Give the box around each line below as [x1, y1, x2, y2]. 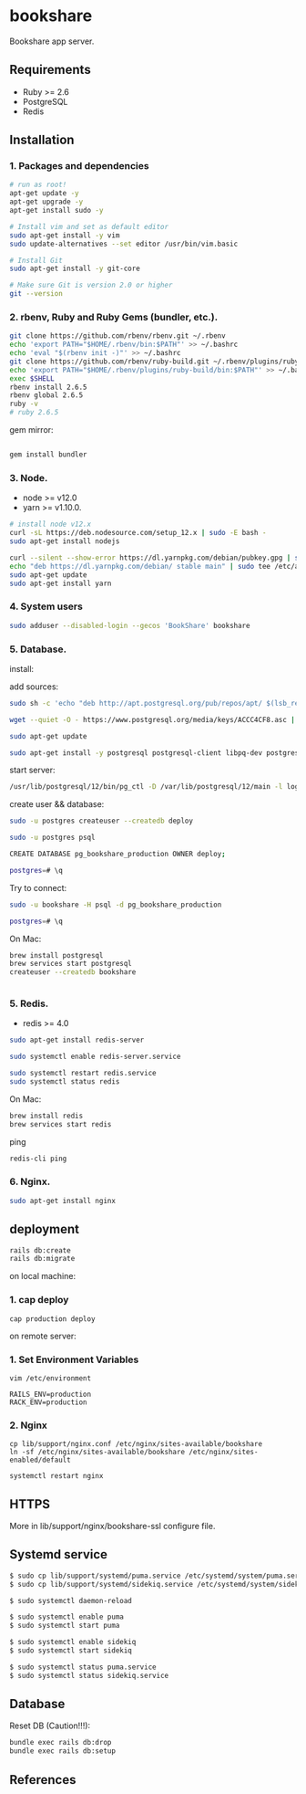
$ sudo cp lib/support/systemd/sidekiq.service [9, 1579, 194, 1589]
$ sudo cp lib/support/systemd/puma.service [9, 1571, 181, 1580]
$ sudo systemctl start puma [9, 1621, 120, 1631]
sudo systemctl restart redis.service [9, 1069, 157, 1078]
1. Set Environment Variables [9, 1353, 139, 1366]
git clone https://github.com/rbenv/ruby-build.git [9, 357, 209, 366]
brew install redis [9, 1111, 84, 1120]
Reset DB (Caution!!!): [9, 1720, 91, 1731]
